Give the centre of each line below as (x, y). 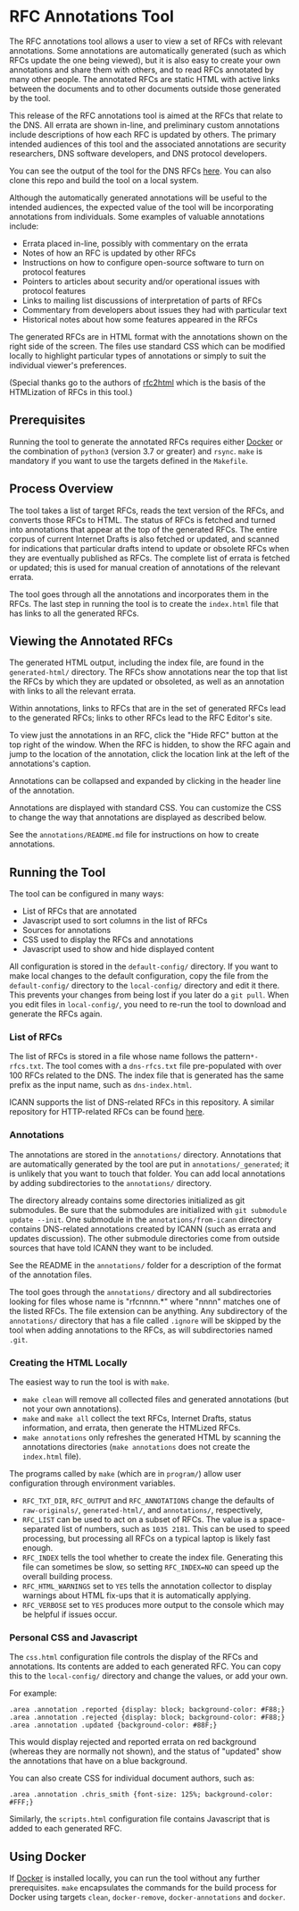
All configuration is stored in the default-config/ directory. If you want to (144, 966)
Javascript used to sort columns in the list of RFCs (115, 921)
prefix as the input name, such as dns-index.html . (100, 1085)
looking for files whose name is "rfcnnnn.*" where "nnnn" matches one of (145, 1301)
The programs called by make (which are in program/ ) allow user (125, 1474)
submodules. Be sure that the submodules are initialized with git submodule (148, 1209)
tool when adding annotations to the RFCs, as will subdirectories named (141, 1330)
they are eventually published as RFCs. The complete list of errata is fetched (149, 558)
